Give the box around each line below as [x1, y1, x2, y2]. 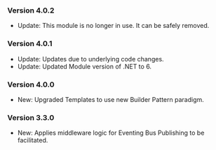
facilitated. [17, 136, 48, 144]
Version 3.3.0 [7, 112, 55, 122]
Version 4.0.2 [7, 6, 55, 15]
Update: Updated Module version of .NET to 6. [17, 62, 152, 70]
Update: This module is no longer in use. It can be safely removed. [17, 22, 210, 30]
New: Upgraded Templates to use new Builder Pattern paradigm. [17, 95, 205, 103]
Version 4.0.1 [7, 39, 53, 49]
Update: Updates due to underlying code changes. [17, 54, 164, 63]
